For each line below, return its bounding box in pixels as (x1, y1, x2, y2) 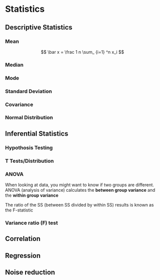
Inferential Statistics (5, 129, 69, 138)
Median (5, 61, 24, 68)
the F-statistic (5, 207, 33, 213)
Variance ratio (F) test (5, 219, 58, 226)
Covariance (5, 101, 33, 108)
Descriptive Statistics (5, 23, 73, 32)
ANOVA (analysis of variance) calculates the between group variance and (5, 187, 156, 193)
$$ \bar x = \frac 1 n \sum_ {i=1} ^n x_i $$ (41, 49, 124, 55)
